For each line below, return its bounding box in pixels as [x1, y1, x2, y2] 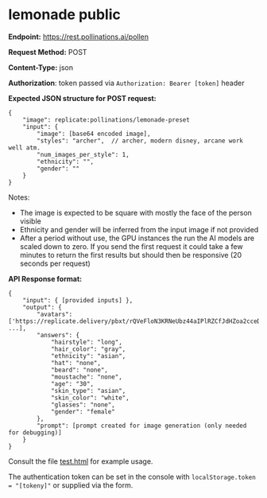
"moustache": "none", [50, 372, 123, 381]
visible [19, 216, 41, 226]
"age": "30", [50, 379, 94, 387]
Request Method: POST [8, 47, 87, 56]
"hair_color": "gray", [50, 344, 126, 353]
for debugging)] [8, 428, 62, 437]
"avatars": [37, 310, 73, 318]
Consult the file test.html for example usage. [8, 456, 153, 466]
